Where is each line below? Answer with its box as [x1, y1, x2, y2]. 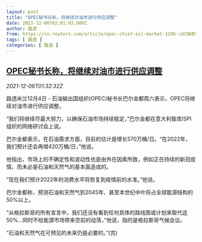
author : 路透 [6, 25, 37, 32]
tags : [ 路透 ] [6, 37, 43, 43]
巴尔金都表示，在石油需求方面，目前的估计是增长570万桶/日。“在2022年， [6, 135, 191, 142]
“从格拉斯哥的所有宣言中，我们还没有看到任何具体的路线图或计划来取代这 [6, 208, 188, 216]
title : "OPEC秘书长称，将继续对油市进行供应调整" [6, 14, 118, 20]
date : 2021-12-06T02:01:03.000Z [6, 20, 87, 26]
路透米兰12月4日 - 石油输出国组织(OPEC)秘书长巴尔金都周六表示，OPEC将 [6, 94, 191, 102]
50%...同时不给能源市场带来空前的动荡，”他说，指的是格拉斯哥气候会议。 [6, 216, 186, 223]
